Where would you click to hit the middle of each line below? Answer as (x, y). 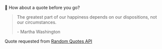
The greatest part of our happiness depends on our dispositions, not (87, 17)
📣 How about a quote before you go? (42, 8)
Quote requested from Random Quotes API (48, 41)
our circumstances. (37, 22)
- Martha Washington (39, 32)
